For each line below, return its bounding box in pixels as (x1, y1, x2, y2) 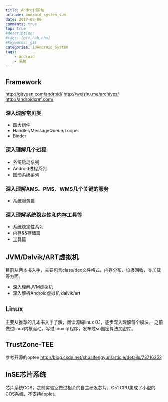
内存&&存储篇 (12, 230, 41, 236)
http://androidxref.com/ (5, 96, 54, 102)
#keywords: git (5, 40, 37, 45)
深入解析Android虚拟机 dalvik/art (12, 290, 81, 296)
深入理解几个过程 (5, 146, 47, 153)
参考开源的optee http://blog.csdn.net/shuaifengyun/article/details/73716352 (5, 354, 162, 360)
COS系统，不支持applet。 (5, 391, 59, 397)
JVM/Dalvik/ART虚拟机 (5, 253, 79, 261)
